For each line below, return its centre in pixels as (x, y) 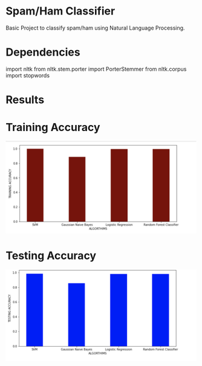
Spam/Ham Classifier (60, 11)
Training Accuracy (53, 127)
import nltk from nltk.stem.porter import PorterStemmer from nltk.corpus (96, 69)
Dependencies (43, 52)
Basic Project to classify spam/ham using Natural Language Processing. (95, 28)
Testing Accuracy (51, 255)
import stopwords (28, 75)
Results (25, 100)
